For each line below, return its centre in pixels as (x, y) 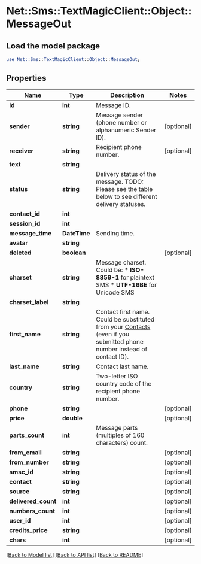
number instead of (121, 349)
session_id (25, 223)
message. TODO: (119, 181)
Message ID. (113, 105)
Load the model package (53, 46)
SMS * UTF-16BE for (126, 284)
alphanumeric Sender (126, 130)
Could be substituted (125, 319)
